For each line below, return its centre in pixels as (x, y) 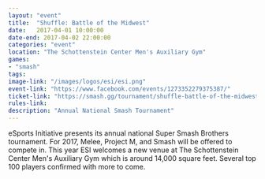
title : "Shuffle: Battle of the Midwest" (79, 23)
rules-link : (28, 103)
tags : (17, 74)
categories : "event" (42, 45)
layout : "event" (35, 15)
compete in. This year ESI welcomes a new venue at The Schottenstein (123, 150)
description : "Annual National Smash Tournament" (91, 111)
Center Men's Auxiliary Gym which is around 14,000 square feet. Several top (132, 158)
